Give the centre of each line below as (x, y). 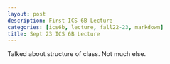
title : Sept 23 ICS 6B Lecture (54, 34)
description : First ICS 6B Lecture (60, 21)
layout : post (27, 14)
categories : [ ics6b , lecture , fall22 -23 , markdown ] (85, 27)
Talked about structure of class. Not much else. (77, 54)
